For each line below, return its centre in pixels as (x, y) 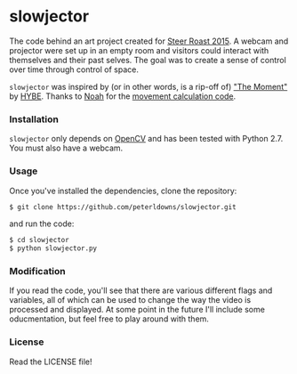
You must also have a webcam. (66, 148)
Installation (34, 119)
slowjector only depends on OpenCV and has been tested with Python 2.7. (146, 139)
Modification (38, 272)
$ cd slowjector (39, 240)
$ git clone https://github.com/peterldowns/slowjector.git (123, 207)
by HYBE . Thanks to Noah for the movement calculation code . (123, 96)
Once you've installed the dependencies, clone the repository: (123, 191)
